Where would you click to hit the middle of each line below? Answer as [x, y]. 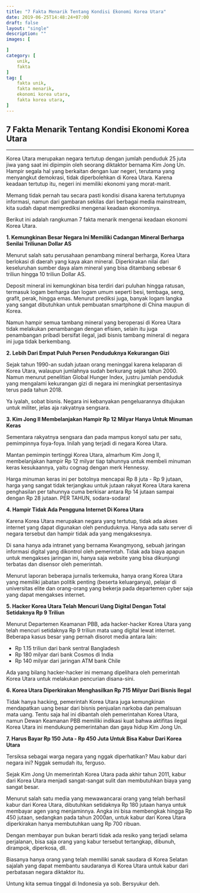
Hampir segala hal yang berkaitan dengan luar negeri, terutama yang [90, 171]
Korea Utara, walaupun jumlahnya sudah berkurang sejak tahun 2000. [92, 371]
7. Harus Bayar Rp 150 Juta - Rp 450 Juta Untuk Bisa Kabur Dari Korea [94, 739]
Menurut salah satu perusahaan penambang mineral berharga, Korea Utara [98, 255]
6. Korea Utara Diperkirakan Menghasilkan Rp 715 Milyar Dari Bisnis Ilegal [99, 690]
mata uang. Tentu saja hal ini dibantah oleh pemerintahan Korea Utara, [92, 715]
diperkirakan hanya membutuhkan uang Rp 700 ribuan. [74, 824]
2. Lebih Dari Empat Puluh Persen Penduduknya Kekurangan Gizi [88, 353]
